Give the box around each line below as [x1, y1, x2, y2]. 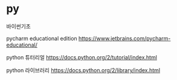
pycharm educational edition [6, 35, 77, 42]
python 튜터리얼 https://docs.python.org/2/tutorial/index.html [6, 53, 157, 61]
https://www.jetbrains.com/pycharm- [78, 35, 171, 42]
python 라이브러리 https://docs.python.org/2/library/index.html [6, 66, 161, 74]
